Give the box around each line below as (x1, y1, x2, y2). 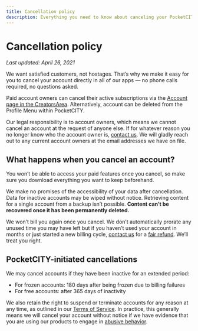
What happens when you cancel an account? (6, 154, 175, 164)
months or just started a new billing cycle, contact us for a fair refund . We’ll (6, 231, 189, 238)
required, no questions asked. (6, 83, 78, 90)
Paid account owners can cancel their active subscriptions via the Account (6, 95, 187, 102)
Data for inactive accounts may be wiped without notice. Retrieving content (6, 194, 189, 202)
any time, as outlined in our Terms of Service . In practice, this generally (6, 306, 179, 313)
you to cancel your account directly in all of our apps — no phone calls (6, 77, 178, 84)
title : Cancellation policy (6, 8, 75, 15)
